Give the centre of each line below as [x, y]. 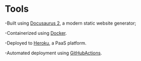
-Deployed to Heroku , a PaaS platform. [46, 43]
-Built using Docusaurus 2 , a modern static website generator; [70, 23]
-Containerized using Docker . [36, 33]
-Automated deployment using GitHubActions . [53, 53]
